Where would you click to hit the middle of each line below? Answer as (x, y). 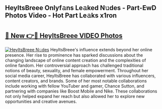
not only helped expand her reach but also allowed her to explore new (75, 96)
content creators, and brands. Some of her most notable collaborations (76, 81)
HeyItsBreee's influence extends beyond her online (101, 50)
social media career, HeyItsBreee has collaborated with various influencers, (81, 76)
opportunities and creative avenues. (41, 101)
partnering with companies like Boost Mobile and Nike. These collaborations (81, 91)
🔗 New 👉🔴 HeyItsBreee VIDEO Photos (64, 36)
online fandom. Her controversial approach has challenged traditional (74, 65)
